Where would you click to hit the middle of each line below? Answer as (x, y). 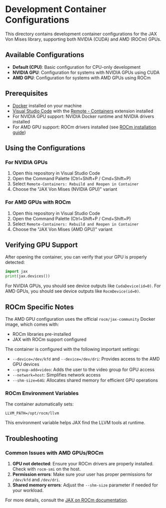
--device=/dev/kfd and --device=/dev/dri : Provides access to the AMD (86, 359)
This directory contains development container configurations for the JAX (81, 34)
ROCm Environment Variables (42, 393)
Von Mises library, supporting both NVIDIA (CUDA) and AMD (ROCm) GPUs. (83, 39)
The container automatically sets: (39, 404)
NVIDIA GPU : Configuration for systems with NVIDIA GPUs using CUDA (86, 72)
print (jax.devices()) (28, 276)
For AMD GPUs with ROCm (38, 202)
